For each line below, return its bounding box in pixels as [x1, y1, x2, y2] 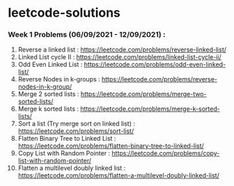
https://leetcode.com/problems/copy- [111, 149, 220, 157]
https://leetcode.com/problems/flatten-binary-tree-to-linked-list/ [17, 141, 204, 150]
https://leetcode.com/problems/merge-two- [80, 90, 207, 98]
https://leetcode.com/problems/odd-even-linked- [84, 61, 226, 69]
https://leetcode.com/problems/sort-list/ [17, 127, 134, 135]
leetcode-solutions [8, 5, 121, 21]
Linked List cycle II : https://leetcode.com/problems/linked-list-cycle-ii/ [17, 53, 221, 61]
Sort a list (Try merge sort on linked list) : [17, 120, 135, 128]
